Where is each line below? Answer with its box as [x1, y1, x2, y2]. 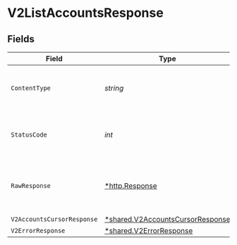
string [104, 83, 124, 93]
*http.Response [104, 181, 157, 191]
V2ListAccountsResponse [7, 5, 164, 21]
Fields [7, 33, 35, 45]
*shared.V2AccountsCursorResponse [104, 215, 231, 224]
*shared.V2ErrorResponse [104, 226, 193, 235]
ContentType [11, 84, 51, 92]
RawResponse [11, 182, 51, 189]
